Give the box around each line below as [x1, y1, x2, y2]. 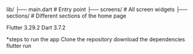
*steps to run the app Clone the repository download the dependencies [6, 36, 186, 42]
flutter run [6, 42, 32, 49]
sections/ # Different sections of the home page [6, 12, 127, 19]
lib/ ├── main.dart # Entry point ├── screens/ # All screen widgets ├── [6, 6, 188, 13]
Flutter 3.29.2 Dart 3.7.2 [6, 24, 66, 31]
